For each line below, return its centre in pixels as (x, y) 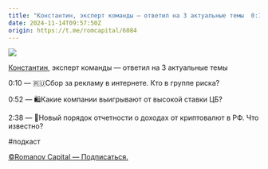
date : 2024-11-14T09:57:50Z (55, 23)
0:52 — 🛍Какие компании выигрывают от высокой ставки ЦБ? (116, 99)
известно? (26, 126)
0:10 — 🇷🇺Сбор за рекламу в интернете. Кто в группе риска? (114, 83)
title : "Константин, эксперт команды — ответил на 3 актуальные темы (126, 15)
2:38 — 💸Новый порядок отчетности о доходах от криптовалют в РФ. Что (134, 118)
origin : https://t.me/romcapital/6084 (73, 30)
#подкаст (25, 142)
